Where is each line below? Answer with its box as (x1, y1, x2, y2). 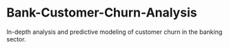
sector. (6, 35, 26, 43)
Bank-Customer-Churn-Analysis (6, 5, 197, 21)
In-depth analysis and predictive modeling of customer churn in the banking (6, 28, 223, 36)
